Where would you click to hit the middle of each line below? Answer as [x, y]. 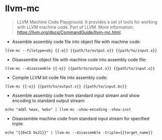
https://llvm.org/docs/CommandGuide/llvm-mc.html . [69, 32]
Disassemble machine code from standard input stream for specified [81, 118]
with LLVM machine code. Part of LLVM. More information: [75, 27]
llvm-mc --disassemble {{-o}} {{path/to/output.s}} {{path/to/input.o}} [80, 69]
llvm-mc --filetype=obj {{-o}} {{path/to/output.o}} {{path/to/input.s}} [81, 51]
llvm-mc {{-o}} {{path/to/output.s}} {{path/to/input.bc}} [66, 86]
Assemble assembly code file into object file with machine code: [76, 41]
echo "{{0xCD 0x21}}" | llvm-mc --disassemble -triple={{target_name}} [79, 132]
